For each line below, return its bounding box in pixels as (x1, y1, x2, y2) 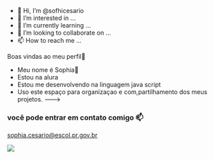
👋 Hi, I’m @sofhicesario (17, 7, 84, 15)
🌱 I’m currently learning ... (17, 21, 91, 29)
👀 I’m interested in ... (17, 14, 76, 22)
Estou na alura (17, 73, 59, 81)
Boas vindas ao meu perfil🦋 (7, 53, 86, 60)
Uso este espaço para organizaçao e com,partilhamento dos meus (17, 88, 208, 96)
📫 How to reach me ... (17, 37, 82, 44)
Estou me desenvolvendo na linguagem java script (17, 80, 161, 88)
